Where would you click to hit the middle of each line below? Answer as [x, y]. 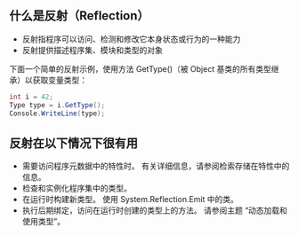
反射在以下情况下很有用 [73, 143]
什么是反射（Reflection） [79, 16]
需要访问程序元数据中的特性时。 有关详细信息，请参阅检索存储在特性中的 [156, 166]
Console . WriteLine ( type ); [57, 114]
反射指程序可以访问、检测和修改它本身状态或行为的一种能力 [131, 39]
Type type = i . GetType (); [57, 105]
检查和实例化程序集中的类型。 [77, 188]
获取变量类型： [60, 80]
